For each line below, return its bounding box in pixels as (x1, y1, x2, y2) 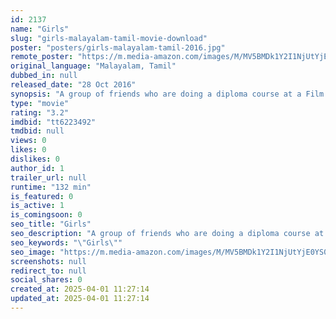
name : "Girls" (10, 24, 70, 34)
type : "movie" (10, 98, 70, 108)
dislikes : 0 (10, 154, 60, 164)
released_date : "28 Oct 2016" (10, 80, 137, 90)
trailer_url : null (10, 172, 87, 183)
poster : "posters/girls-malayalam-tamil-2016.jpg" (10, 42, 226, 53)
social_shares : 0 (10, 275, 83, 285)
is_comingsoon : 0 (10, 210, 83, 220)
